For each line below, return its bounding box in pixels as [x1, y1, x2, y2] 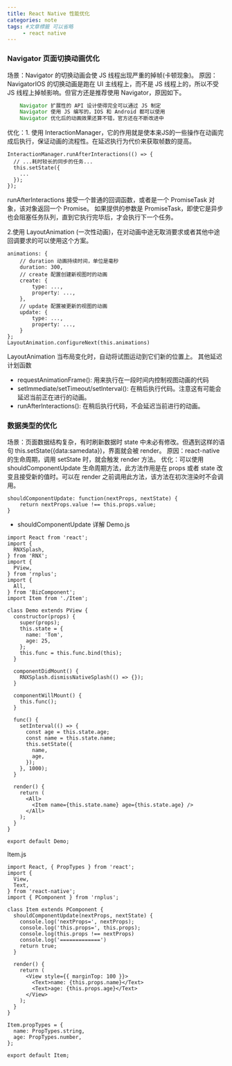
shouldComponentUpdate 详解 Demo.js [17, 520, 130, 528]
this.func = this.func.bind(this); [19, 650, 123, 657]
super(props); [19, 619, 60, 626]
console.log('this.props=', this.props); [19, 924, 141, 931]
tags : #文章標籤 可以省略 [7, 23, 74, 30]
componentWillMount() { [13, 692, 82, 699]
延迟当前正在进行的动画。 [17, 393, 91, 401]
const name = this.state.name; [25, 735, 116, 742]
